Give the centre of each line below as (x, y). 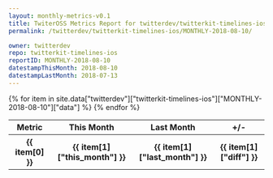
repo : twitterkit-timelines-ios (63, 53)
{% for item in (31, 99)
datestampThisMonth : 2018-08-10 (63, 68)
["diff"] (235, 157)
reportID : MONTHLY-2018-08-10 (60, 61)
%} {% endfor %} (111, 107)
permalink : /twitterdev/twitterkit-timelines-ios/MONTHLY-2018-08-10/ (130, 31)
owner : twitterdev (39, 45)
